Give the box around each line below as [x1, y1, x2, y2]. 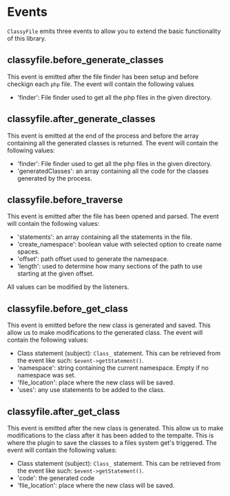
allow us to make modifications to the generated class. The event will [7, 329, 203, 337]
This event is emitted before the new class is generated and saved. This [7, 321, 211, 329]
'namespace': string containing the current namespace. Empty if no [17, 364, 209, 372]
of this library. [7, 34, 47, 42]
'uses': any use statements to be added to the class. [17, 386, 165, 394]
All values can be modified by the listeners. [7, 283, 129, 291]
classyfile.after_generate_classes [7, 113, 156, 125]
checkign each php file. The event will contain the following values [7, 80, 194, 88]
